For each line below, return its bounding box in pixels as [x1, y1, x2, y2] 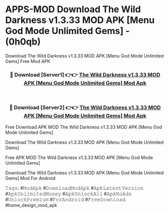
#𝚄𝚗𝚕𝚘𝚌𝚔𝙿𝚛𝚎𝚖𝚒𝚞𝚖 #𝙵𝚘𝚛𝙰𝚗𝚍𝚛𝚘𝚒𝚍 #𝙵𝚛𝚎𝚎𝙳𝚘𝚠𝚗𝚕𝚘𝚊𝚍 [5, 196, 125, 202]
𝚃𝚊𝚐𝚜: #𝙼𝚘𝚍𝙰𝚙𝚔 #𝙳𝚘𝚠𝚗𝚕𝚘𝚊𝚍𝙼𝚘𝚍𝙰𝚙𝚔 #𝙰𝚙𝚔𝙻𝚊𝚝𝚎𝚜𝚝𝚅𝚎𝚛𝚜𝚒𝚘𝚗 [5, 185, 144, 191]
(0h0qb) [5, 36, 41, 48]
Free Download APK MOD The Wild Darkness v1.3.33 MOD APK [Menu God [5, 124, 162, 130]
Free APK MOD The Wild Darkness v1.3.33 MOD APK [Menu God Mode [5, 154, 153, 161]
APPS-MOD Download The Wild [5, 4, 141, 15]
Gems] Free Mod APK [5, 58, 51, 64]
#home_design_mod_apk [5, 202, 57, 208]
